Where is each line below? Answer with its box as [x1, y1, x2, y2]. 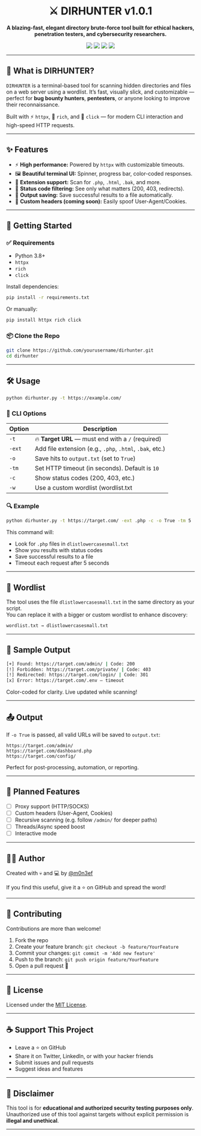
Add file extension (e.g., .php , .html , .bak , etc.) [35, 445, 166, 453]
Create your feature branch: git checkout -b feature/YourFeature [14, 943, 179, 950]
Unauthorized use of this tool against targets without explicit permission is [6, 1111, 189, 1118]
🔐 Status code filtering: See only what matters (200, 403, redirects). [14, 185, 184, 192]
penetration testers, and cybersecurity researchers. [34, 30, 167, 37]
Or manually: [6, 305, 38, 313]
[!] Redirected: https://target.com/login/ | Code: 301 [6, 672, 148, 678]
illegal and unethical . [6, 1117, 59, 1125]
